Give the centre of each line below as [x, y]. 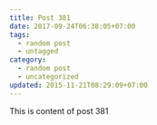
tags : [20, 34]
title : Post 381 [40, 18]
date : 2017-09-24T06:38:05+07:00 [73, 26]
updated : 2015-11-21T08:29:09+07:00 [78, 85]
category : [28, 60]
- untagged [38, 52]
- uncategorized [48, 77]
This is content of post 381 [59, 111]
